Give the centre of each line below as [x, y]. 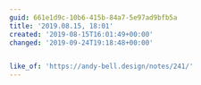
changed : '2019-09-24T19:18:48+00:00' [81, 42]
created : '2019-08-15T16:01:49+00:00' [81, 34]
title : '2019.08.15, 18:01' [62, 26]
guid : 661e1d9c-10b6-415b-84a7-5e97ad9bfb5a [93, 17]
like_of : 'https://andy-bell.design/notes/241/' [101, 67]
